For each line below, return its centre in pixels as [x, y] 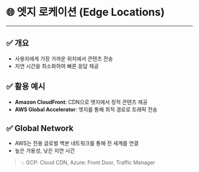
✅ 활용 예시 [26, 87]
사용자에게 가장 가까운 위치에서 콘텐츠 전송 [64, 58]
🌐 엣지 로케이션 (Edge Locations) [85, 12]
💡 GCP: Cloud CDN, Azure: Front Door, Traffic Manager [88, 163]
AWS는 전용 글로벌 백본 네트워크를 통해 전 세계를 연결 [77, 144]
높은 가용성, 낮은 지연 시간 [45, 151]
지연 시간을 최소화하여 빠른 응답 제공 [57, 66]
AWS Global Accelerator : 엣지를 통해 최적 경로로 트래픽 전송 [86, 109]
